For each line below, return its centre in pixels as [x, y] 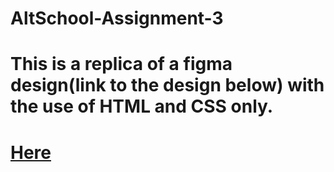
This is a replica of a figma [121, 64]
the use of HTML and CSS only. [142, 106]
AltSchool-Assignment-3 [117, 18]
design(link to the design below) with [167, 85]
